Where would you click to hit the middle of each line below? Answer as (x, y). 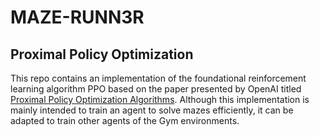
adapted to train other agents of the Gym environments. (125, 120)
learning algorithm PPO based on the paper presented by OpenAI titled (156, 89)
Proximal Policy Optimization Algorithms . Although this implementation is (160, 99)
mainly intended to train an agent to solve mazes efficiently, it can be (152, 110)
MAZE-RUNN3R (77, 17)
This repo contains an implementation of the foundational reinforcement (158, 78)
